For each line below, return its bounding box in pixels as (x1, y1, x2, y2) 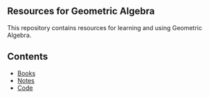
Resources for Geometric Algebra (7, 5, 155, 17)
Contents (7, 51, 48, 62)
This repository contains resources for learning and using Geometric (7, 23, 203, 32)
